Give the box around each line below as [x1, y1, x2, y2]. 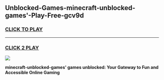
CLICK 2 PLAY [5, 44, 39, 51]
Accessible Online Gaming [5, 69, 60, 75]
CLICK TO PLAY [5, 26, 43, 33]
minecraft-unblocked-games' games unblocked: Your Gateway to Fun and [5, 64, 159, 70]
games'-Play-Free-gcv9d [5, 12, 84, 20]
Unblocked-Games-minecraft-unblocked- [5, 4, 136, 12]
